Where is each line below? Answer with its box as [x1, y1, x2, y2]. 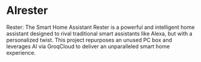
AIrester [6, 4, 48, 17]
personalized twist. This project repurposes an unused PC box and [6, 36, 172, 43]
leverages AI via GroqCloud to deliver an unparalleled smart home [6, 43, 170, 50]
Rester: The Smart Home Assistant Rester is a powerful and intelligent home [6, 23, 195, 31]
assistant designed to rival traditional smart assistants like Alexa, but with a [6, 29, 193, 37]
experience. [6, 49, 36, 56]
